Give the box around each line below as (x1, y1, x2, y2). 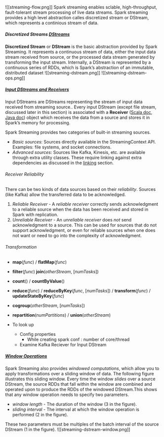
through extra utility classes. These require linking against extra (12, 154, 142, 160)
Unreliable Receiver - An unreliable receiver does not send (12, 217, 132, 223)
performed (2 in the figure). (12, 412, 68, 418)
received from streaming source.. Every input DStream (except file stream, (5, 104, 157, 110)
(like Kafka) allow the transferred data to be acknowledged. (5, 192, 126, 198)
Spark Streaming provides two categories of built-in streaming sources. (5, 129, 151, 135)
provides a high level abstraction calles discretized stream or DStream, (5, 15, 149, 20)
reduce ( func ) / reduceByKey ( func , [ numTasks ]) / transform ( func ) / (12, 288, 151, 294)
